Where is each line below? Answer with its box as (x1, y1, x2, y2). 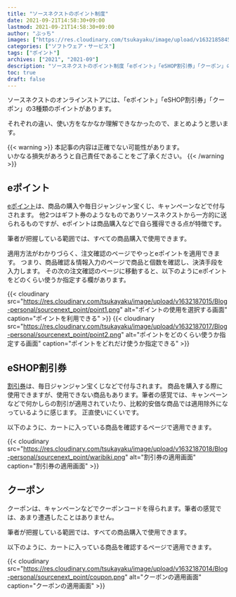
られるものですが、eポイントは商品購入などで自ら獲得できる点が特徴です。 (7, 219, 225, 228)
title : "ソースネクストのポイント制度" (7, 10, 109, 18)
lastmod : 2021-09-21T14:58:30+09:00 (7, 23, 114, 30)
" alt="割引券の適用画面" (125, 453, 197, 461)
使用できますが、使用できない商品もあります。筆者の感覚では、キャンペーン (7, 391, 228, 399)
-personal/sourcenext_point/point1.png (7, 306, 121, 314)
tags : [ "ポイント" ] (7, 50, 60, 57)
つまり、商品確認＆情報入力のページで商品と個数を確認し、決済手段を (20, 258, 223, 267)
